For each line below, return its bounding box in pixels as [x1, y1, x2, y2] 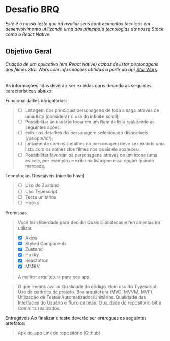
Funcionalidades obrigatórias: [5, 97, 67, 103]
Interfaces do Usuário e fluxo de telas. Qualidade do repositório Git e [17, 299, 161, 306]
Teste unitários [25, 194, 57, 200]
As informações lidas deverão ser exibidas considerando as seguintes [5, 82, 152, 88]
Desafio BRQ [5, 4, 60, 15]
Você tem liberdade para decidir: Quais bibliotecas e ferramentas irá [17, 219, 161, 226]
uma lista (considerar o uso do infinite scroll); [25, 113, 120, 119]
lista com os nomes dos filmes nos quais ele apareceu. [25, 146, 141, 153]
